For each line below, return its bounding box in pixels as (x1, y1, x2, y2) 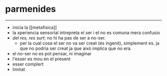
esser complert (12, 61, 44, 67)
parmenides (5, 3, 56, 15)
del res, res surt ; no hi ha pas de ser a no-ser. (12, 35, 106, 40)
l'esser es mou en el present (12, 56, 71, 62)
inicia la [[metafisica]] (12, 24, 57, 30)
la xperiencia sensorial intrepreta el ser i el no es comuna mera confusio (12, 30, 160, 36)
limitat (12, 66, 25, 72)
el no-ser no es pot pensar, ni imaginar (12, 50, 92, 56)
